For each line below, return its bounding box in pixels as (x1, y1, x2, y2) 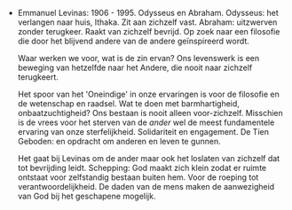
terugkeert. (17, 72, 59, 82)
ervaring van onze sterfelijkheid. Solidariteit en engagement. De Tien (17, 127, 269, 136)
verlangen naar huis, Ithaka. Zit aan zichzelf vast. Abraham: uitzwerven (17, 17, 278, 27)
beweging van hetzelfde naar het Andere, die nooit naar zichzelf (17, 62, 253, 73)
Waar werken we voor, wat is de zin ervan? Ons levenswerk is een (17, 53, 260, 63)
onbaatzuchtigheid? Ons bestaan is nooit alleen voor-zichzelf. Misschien (17, 108, 283, 118)
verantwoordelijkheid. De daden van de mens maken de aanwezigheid (17, 182, 275, 191)
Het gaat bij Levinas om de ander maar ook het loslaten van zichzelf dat (17, 153, 280, 163)
